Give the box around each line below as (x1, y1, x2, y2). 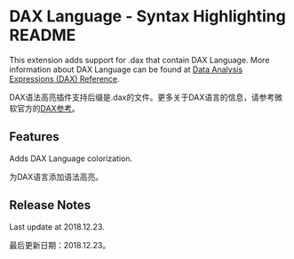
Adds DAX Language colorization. (9, 153, 133, 164)
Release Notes (9, 198, 91, 213)
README (9, 25, 76, 45)
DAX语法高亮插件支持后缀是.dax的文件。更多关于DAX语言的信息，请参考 (9, 92, 275, 102)
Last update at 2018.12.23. (9, 221, 105, 232)
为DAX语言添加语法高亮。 (9, 171, 104, 182)
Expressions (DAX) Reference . (9, 73, 120, 84)
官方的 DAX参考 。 (16, 102, 80, 113)
